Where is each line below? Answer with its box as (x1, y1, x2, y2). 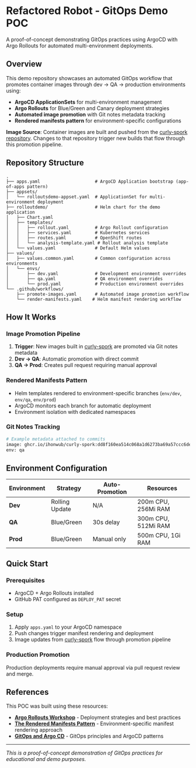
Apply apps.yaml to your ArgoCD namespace (14, 623, 123, 630)
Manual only (92, 535, 127, 543)
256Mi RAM (136, 505, 170, 513)
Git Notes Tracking (6, 423, 60, 431)
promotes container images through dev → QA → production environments (6, 81, 185, 88)
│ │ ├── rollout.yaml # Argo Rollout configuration (6, 224, 168, 231)
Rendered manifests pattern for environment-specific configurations (14, 117, 182, 124)
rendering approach (14, 726, 63, 733)
